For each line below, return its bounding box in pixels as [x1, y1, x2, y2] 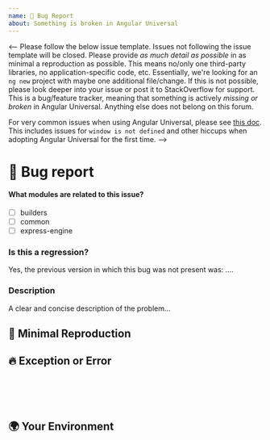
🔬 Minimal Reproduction [8, 327, 131, 341]
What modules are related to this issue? [8, 190, 144, 199]
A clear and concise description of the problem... [8, 304, 171, 313]
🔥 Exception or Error [8, 354, 112, 368]
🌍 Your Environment [8, 420, 114, 434]
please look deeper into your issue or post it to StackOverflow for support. [8, 84, 255, 94]
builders [19, 207, 48, 217]
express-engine [19, 226, 73, 236]
